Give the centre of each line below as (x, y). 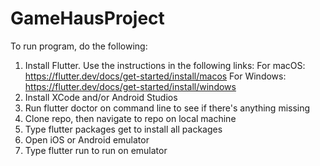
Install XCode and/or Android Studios (101, 97)
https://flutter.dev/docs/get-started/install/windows (130, 86)
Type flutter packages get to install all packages (123, 129)
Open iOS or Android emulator (87, 139)
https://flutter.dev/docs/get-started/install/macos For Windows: (155, 76)
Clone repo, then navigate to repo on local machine (130, 118)
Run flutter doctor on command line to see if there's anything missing (167, 108)
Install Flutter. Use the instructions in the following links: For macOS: (165, 65)
